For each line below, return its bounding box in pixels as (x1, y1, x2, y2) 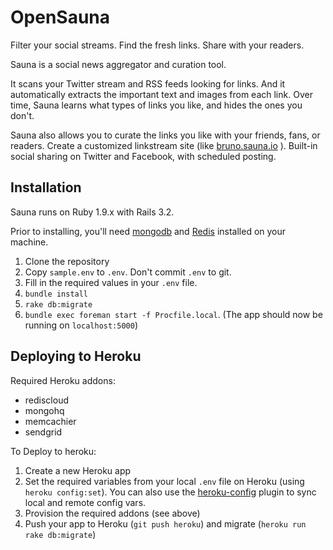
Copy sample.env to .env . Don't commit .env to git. (24, 266, 232, 278)
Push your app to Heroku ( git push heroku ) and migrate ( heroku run (24, 517, 307, 530)
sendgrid (24, 426, 63, 438)
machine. (10, 236, 49, 248)
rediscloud (24, 394, 69, 406)
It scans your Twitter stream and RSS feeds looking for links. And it (10, 77, 286, 90)
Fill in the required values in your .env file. (24, 276, 198, 288)
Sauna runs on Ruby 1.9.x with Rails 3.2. (10, 206, 175, 218)
